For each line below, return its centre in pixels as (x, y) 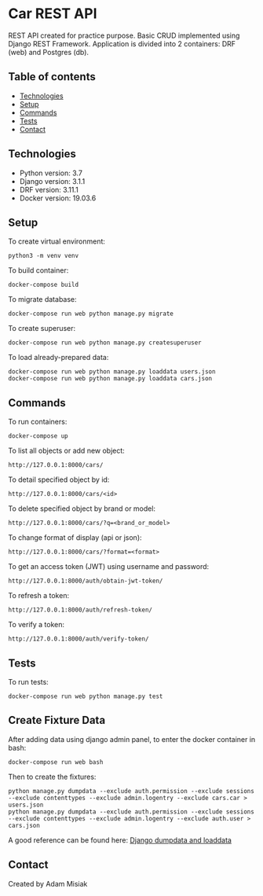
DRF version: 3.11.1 (49, 189)
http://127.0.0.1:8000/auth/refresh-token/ (80, 610)
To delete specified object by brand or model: (82, 509)
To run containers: (38, 422)
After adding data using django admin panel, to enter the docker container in (132, 739)
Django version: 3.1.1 (52, 181)
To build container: (38, 270)
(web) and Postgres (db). (48, 52)
